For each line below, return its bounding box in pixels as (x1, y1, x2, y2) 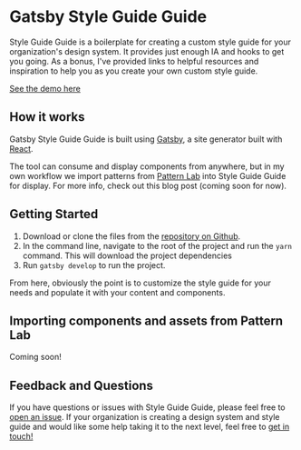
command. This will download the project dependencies (22, 250, 233, 261)
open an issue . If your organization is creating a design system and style (9, 412, 280, 423)
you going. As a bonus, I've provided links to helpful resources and (9, 55, 259, 66)
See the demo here (9, 83, 82, 94)
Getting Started (9, 206, 99, 222)
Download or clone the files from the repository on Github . (22, 230, 241, 242)
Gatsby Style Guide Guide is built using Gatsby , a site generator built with (9, 134, 283, 145)
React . (9, 143, 34, 154)
